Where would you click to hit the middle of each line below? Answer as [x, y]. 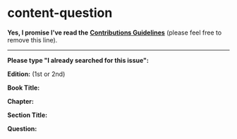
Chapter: [20, 101]
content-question [60, 13]
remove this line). [32, 40]
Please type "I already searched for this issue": [78, 60]
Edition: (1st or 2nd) [36, 74]
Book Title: [24, 87]
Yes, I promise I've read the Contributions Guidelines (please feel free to [115, 32]
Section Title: [28, 115]
